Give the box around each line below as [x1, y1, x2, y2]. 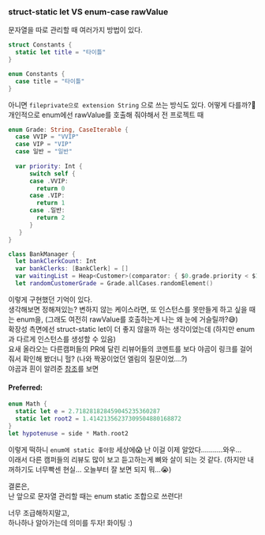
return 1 [36, 199, 65, 207]
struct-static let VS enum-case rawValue [8, 6, 169, 17]
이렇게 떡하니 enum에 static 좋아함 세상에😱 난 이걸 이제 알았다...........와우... [8, 445, 242, 454]
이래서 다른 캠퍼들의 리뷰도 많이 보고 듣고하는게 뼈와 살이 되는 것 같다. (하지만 [8, 454, 246, 464]
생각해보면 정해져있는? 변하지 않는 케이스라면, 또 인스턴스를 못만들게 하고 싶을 [8, 304, 248, 314]
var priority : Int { [15, 162, 83, 170]
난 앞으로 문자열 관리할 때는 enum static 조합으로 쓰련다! [8, 491, 183, 500]
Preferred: [8, 382, 43, 392]
